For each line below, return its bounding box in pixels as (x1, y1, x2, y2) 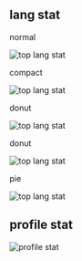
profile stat (9, 217, 73, 233)
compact (9, 67, 43, 78)
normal (9, 31, 36, 42)
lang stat (9, 7, 61, 23)
